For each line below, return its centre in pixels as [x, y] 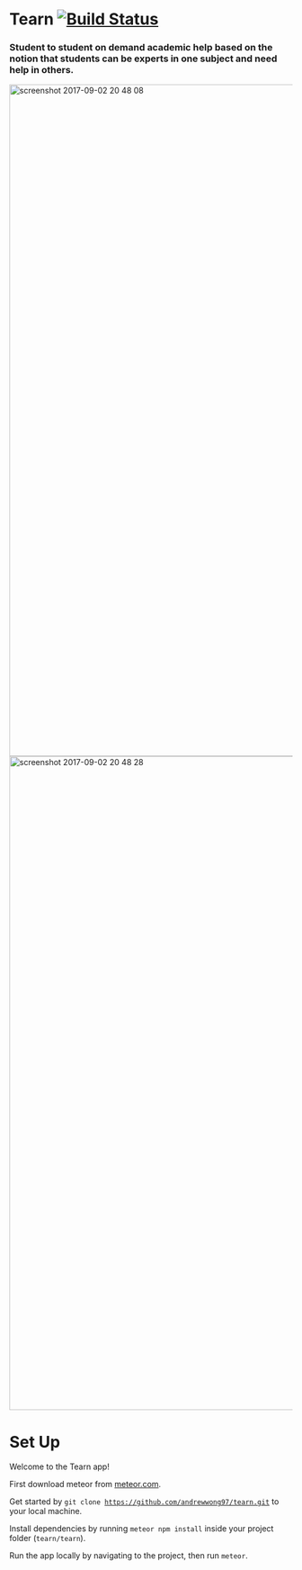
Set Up [35, 1442]
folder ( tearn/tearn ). [48, 1538]
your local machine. [46, 1511]
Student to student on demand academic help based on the [141, 48]
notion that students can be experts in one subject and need [143, 59]
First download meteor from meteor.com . [85, 1484]
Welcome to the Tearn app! [59, 1466]
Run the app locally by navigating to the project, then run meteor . [129, 1556]
